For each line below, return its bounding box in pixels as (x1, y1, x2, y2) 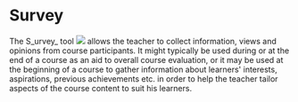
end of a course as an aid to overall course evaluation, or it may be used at (9, 54, 284, 65)
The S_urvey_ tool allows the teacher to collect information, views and (9, 35, 277, 46)
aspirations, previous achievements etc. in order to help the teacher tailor (9, 73, 278, 84)
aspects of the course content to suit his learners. (9, 82, 193, 93)
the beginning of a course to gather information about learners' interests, (9, 64, 278, 75)
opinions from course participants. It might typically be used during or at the (9, 45, 290, 56)
